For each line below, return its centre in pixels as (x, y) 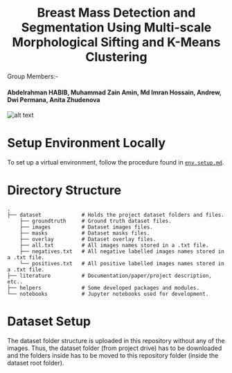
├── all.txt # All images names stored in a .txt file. (114, 246)
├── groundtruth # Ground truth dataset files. (96, 221)
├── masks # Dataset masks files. (85, 233)
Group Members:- (33, 76)
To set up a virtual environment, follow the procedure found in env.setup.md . (116, 163)
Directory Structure (64, 191)
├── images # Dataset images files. (87, 227)
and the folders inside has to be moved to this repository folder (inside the (113, 355)
